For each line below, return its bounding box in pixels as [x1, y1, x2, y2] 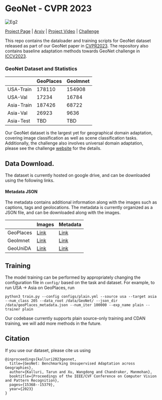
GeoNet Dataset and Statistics [5, 65, 77, 72]
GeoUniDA [7, 245, 31, 252]
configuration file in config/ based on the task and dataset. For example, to [5, 280, 155, 286]
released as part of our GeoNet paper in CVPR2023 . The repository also [5, 43, 148, 48]
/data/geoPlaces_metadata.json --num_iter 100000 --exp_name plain [5, 303, 144, 308]
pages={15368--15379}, [9, 382, 55, 387]
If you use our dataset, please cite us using [5, 347, 91, 353]
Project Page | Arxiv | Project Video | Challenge [5, 28, 99, 34]
